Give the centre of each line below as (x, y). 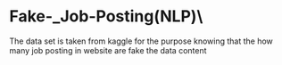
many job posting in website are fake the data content (108, 50)
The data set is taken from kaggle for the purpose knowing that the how (141, 41)
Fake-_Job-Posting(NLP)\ (106, 16)
